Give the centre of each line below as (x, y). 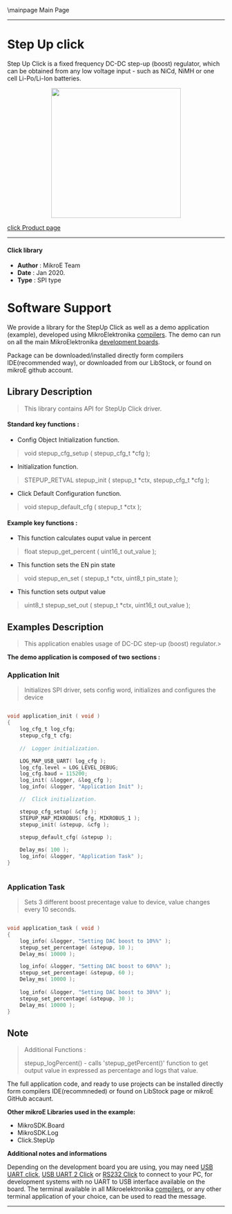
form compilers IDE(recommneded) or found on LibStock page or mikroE (110, 1091)
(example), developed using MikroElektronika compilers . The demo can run (114, 334)
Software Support (59, 308)
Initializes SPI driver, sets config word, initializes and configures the (120, 690)
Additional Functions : (55, 1050)
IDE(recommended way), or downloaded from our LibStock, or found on (109, 363)
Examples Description (56, 627)
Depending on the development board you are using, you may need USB (110, 1167)
